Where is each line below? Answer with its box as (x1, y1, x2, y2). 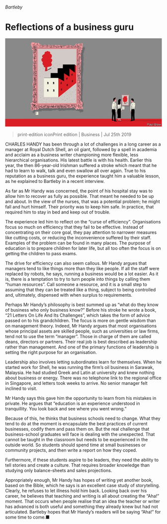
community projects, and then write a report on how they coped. (5, 447, 138, 453)
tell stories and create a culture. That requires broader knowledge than (5, 462, 150, 468)
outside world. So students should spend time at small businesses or (5, 442, 146, 448)
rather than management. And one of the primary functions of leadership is (5, 344, 159, 350)
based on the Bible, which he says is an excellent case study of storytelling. (5, 483, 160, 489)
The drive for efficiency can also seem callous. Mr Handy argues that (5, 260, 147, 266)
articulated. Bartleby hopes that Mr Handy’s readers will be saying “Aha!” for (5, 509, 161, 515)
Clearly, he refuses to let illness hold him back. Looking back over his (5, 488, 147, 494)
